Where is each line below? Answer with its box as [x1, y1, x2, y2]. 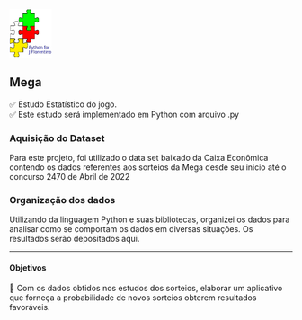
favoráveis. [9, 301, 51, 312]
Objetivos [9, 262, 47, 273]
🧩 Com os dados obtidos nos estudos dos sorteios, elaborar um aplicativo [9, 282, 283, 293]
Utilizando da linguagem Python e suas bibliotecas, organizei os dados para [9, 214, 290, 225]
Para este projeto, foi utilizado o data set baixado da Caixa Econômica [9, 153, 269, 164]
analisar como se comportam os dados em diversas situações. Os [9, 224, 253, 235]
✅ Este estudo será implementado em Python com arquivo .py [9, 109, 240, 120]
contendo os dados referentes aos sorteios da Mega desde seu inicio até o [9, 162, 287, 173]
